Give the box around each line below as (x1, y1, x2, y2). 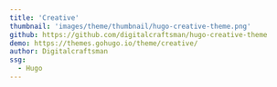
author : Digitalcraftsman (9, 47, 108, 56)
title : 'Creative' (9, 13, 80, 23)
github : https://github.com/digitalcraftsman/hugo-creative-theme (9, 30, 268, 39)
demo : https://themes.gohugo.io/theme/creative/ (9, 38, 198, 48)
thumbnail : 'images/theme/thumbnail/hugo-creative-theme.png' (9, 22, 251, 31)
